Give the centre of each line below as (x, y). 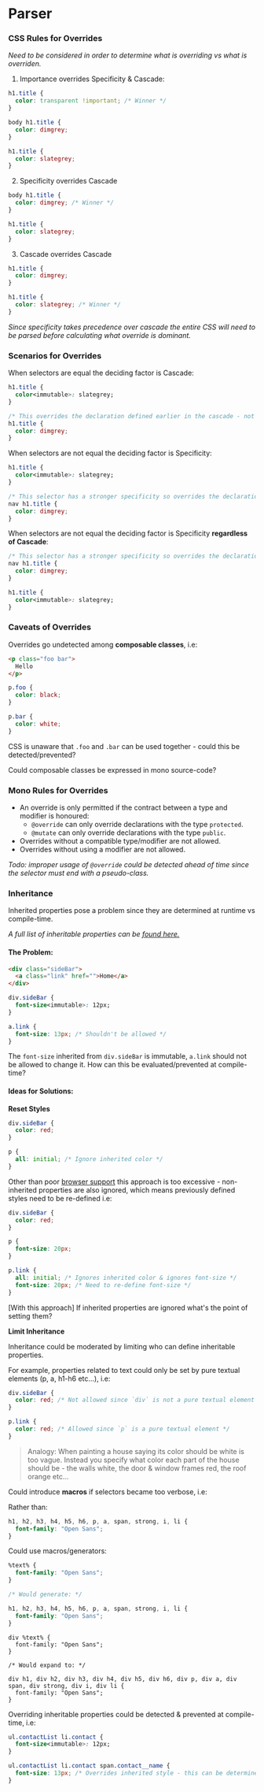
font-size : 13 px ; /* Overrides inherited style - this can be (119, 1773)
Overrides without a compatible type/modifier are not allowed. (120, 841)
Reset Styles (29, 1108)
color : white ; (38, 724)
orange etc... (48, 1476)
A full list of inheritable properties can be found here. (94, 934)
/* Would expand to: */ (47, 1665)
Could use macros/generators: (58, 1551)
